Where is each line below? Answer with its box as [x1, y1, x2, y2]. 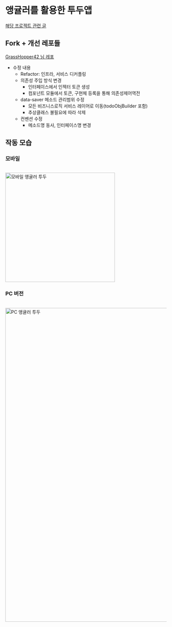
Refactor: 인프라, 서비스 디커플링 [20, 71, 87, 77]
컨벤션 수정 [20, 116, 42, 122]
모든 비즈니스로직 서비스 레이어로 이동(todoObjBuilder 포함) [28, 103, 148, 109]
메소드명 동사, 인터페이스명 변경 [28, 122, 91, 128]
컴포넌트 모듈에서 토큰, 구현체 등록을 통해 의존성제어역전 [28, 90, 141, 96]
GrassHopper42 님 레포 [5, 53, 54, 59]
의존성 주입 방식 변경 [20, 77, 62, 83]
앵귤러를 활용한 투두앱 [5, 5, 92, 16]
